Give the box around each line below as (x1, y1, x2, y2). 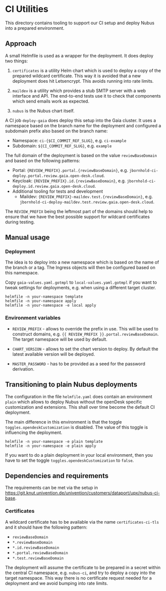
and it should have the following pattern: (5, 524, 88, 530)
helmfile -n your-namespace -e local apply (5, 303, 97, 308)
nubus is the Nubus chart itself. (12, 107, 75, 113)
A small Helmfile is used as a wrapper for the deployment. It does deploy (5, 53, 154, 58)
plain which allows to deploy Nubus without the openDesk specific (5, 399, 142, 405)
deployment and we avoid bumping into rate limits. (5, 580, 108, 586)
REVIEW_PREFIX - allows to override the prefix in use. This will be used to (12, 325, 159, 331)
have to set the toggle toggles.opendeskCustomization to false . (5, 457, 134, 463)
